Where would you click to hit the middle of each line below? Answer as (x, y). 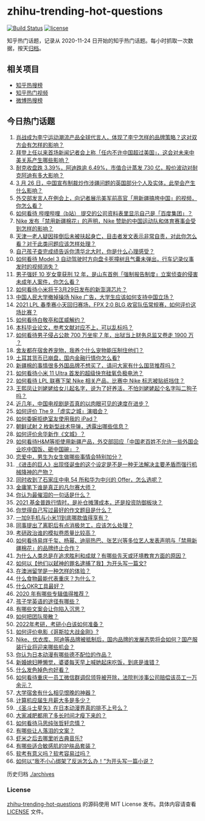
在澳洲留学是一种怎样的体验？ (53, 571)
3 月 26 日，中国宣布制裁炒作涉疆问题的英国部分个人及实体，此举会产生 (106, 183)
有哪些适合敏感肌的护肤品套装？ (56, 746)
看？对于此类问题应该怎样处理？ (56, 243)
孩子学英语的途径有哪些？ (48, 601)
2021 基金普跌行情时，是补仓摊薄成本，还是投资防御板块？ (89, 502)
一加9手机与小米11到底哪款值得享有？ (62, 517)
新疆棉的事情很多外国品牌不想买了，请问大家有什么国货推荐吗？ (96, 365)
